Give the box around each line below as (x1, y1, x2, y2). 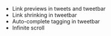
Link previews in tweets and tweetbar (12, 5, 106, 12)
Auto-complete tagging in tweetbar (12, 18, 100, 25)
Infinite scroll (12, 24, 45, 31)
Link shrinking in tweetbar (12, 11, 77, 19)
